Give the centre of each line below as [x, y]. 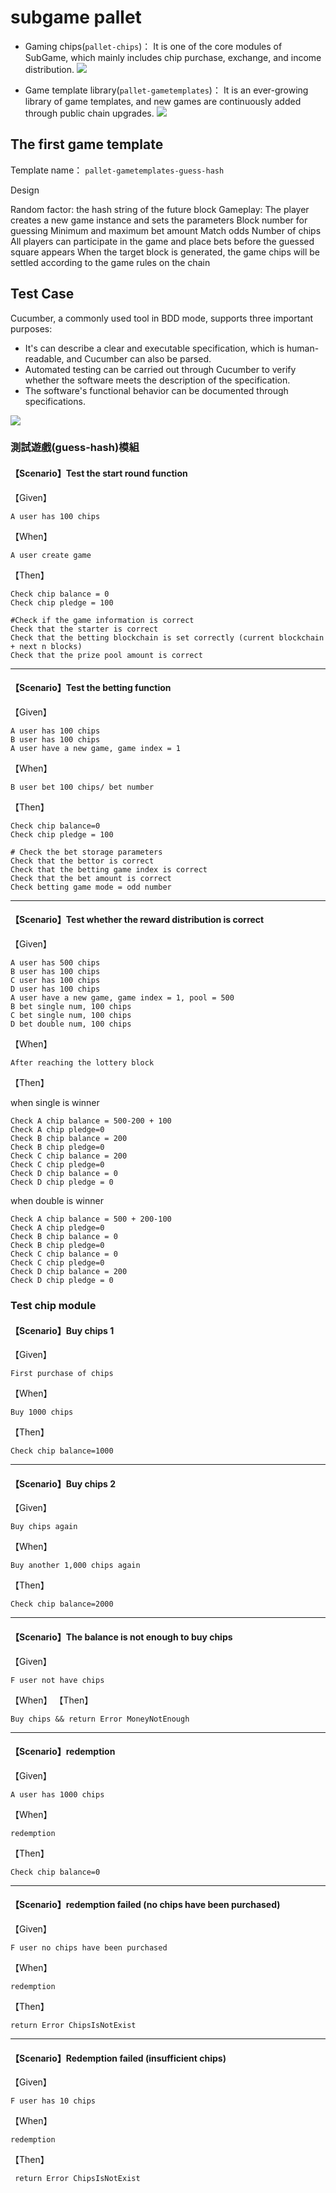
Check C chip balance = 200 [69, 1156]
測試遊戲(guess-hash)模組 [75, 448]
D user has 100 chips [55, 989]
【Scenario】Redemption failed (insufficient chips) [118, 2058]
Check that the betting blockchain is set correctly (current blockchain [167, 637]
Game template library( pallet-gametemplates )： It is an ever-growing [166, 90]
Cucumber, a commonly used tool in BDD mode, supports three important [162, 318]
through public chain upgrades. [89, 113]
